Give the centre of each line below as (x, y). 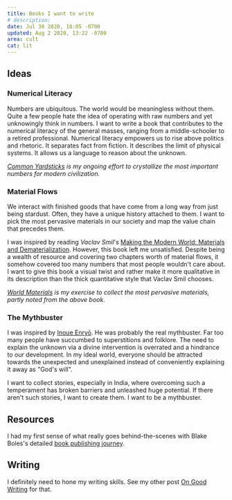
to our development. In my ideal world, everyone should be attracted (105, 355)
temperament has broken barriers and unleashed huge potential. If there (110, 390)
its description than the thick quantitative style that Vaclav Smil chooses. (110, 278)
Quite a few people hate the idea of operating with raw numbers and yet (110, 116)
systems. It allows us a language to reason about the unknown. (97, 152)
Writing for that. (29, 489)
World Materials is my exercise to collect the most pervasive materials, (108, 292)
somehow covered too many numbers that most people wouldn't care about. (116, 264)
